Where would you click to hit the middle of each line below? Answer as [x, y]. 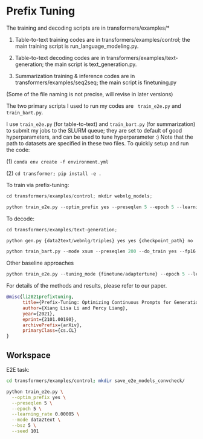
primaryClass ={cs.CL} [50, 331]
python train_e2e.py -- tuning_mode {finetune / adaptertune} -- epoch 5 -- [100, 274]
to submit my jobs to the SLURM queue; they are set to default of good [94, 130]
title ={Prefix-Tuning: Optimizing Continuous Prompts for [97, 303]
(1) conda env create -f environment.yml [57, 161]
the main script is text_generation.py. [91, 64]
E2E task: [18, 370]
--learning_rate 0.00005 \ [46, 414]
